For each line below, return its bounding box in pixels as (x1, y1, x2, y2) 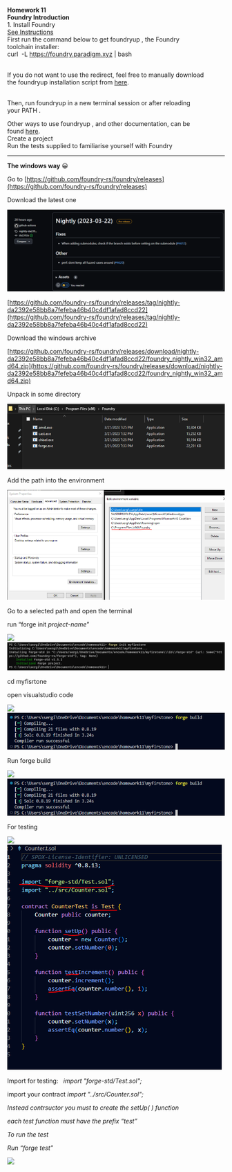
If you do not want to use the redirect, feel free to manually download (7, 71, 204, 79)
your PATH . (7, 107, 41, 114)
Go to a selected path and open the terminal (7, 607, 133, 615)
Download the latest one (7, 196, 77, 204)
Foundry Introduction (7, 13, 70, 21)
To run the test (7, 1130, 49, 1138)
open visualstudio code (7, 691, 74, 699)
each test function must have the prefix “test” (7, 1117, 138, 1125)
